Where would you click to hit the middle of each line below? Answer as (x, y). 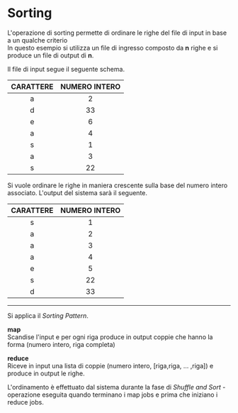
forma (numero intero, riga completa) (61, 344)
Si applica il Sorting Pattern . (48, 315)
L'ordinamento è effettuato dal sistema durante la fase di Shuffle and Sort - (117, 387)
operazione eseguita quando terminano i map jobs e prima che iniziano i (113, 395)
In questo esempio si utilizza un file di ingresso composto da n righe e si (113, 48)
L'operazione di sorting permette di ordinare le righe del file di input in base (117, 33)
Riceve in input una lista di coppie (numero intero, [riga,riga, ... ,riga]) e (110, 365)
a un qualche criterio (38, 40)
